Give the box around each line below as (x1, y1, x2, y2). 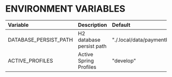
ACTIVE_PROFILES (8, 57, 53, 64)
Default (112, 21, 131, 28)
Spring (78, 57, 94, 64)
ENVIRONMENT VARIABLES (5, 3, 125, 15)
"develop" (112, 57, 136, 64)
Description (78, 21, 107, 28)
